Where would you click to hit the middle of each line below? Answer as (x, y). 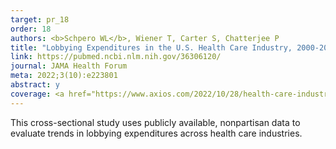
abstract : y (35, 85)
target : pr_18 (40, 19)
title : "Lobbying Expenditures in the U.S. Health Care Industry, (151, 47)
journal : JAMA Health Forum (69, 66)
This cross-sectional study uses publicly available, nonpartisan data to (155, 122)
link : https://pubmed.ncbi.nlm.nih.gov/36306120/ (116, 57)
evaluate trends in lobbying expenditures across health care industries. (156, 133)
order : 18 (31, 29)
